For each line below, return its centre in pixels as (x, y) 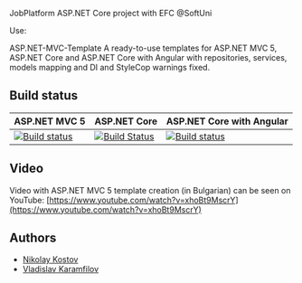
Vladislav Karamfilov (61, 269)
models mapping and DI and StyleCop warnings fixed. (110, 67)
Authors (33, 238)
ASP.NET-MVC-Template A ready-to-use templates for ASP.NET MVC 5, (143, 48)
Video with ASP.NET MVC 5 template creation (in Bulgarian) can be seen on (150, 190)
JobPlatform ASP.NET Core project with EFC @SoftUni (111, 13)
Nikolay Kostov (50, 259)
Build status (44, 95)
